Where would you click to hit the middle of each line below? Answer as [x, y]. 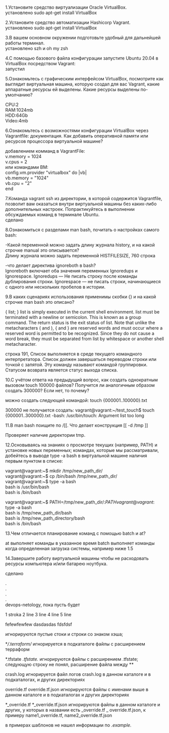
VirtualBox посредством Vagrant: [40, 63]
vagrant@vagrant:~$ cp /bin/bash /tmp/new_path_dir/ [61, 476]
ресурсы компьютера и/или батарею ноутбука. [56, 564]
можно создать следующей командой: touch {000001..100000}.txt [76, 400]
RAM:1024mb [19, 110]
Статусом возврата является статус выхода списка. [62, 370]
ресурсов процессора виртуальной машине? [54, 141]
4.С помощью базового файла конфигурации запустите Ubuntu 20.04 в [82, 58]
